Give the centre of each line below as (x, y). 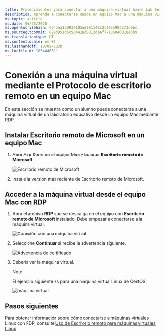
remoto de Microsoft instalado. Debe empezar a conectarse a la (77, 219)
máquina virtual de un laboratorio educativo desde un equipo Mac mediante (82, 115)
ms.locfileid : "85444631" (31, 51)
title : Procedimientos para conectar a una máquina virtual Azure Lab (79, 10)
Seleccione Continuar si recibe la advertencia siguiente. (69, 243)
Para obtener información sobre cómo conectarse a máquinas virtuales (77, 318)
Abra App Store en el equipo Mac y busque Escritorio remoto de (78, 155)
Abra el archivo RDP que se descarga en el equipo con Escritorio (78, 214)
